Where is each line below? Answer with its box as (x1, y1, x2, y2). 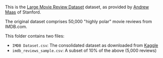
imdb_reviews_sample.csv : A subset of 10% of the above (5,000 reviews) (12, 48, 157, 53)
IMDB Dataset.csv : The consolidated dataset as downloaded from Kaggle (12, 43, 158, 48)
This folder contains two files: (5, 33, 65, 39)
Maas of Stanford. (5, 9, 41, 15)
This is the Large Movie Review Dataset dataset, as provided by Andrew (5, 4, 149, 10)
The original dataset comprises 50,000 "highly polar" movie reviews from (5, 19, 152, 24)
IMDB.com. (5, 24, 28, 29)
